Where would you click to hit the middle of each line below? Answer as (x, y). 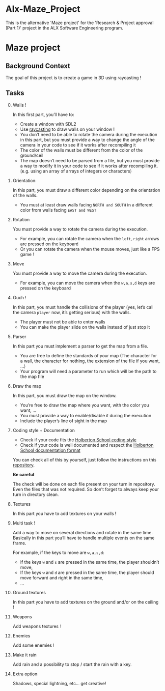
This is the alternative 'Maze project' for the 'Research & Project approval (80, 23)
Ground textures (29, 592)
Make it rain (25, 655)
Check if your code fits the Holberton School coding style (78, 440)
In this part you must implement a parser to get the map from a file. (81, 346)
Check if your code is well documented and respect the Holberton (87, 445)
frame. (19, 543)
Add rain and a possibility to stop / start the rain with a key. (72, 664)
